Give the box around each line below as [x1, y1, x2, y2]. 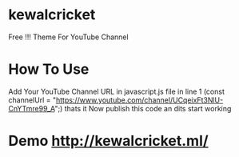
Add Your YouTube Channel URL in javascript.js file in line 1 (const [8, 87, 225, 96]
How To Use [8, 60, 90, 78]
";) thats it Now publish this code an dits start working [54, 103, 232, 113]
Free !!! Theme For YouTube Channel [8, 32, 129, 42]
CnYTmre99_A [8, 103, 55, 113]
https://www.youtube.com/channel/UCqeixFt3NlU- [55, 95, 224, 105]
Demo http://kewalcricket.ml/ [8, 132, 209, 150]
